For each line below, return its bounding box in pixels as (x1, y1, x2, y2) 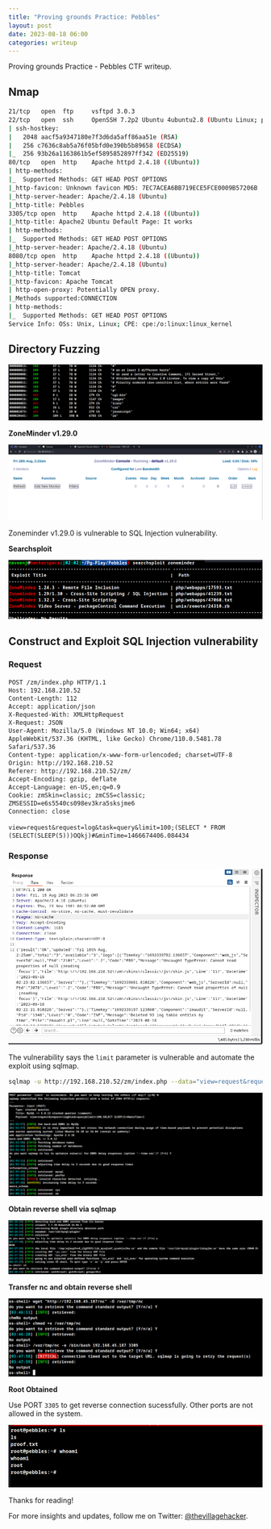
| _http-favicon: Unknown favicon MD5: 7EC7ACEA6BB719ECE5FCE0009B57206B (8, 184, 258, 192)
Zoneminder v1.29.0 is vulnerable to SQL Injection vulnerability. (8, 528, 218, 538)
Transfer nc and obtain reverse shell (8, 1282, 132, 1292)
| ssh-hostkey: (8, 124, 60, 132)
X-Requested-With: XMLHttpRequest (8, 710, 125, 719)
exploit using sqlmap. (8, 1061, 79, 1071)
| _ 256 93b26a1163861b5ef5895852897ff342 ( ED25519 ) (8, 150, 190, 158)
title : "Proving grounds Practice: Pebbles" (8, 13, 161, 21)
